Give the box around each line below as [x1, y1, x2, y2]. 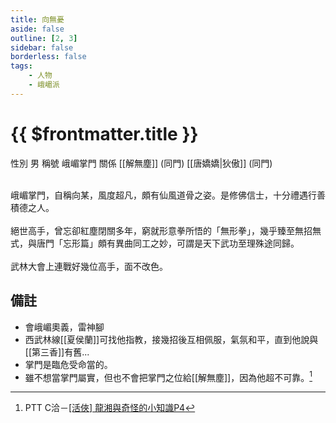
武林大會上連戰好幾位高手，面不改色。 [10, 260, 168, 272]
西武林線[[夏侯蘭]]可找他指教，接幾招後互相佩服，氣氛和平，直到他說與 [24, 333, 319, 345]
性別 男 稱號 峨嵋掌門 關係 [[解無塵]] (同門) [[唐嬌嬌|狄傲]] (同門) [10, 157, 273, 169]
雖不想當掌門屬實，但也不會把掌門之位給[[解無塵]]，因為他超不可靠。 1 [24, 369, 313, 383]
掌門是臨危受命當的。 [24, 358, 113, 370]
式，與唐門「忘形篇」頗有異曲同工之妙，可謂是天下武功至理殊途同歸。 [10, 237, 300, 249]
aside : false [10, 24, 65, 34]
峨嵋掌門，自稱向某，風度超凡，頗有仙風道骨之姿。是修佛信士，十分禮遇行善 [10, 189, 326, 201]
